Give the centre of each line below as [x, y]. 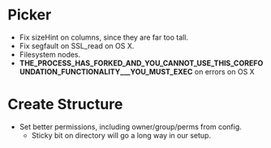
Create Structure [65, 105]
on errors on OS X [224, 71]
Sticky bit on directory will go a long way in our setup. [121, 135]
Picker [30, 15]
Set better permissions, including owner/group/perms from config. [131, 126]
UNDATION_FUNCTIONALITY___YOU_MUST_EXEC [106, 71]
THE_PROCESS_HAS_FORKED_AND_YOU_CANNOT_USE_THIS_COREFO [141, 63]
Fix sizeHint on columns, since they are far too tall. [103, 37]
